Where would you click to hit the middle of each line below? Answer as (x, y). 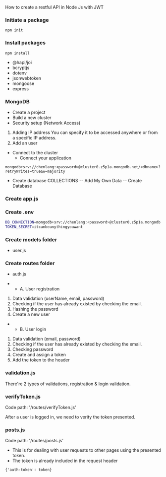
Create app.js (22, 199)
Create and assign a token (39, 355)
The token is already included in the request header (65, 461)
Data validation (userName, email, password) (58, 299)
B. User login (33, 329)
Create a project (29, 112)
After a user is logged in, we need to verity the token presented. (70, 417)
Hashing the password (35, 309)
